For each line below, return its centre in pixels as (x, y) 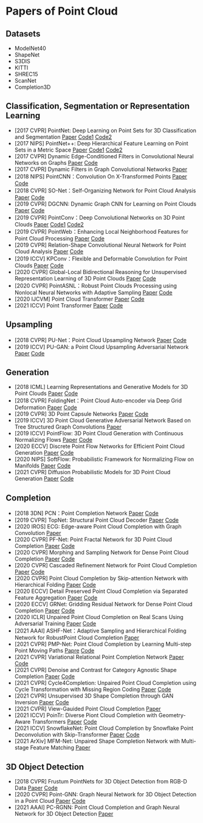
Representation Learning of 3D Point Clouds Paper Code (85, 278)
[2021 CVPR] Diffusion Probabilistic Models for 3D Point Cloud (92, 472)
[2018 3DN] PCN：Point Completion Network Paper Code (86, 513)
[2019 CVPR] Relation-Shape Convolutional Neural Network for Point (100, 245)
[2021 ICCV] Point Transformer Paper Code (69, 305)
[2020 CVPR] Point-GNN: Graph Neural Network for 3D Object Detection (105, 794)
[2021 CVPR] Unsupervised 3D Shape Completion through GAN (94, 696)
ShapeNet (27, 55)
